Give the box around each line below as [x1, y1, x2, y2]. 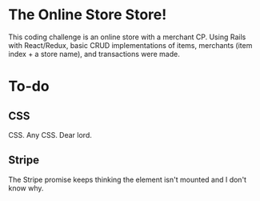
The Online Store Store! [8, 6, 167, 24]
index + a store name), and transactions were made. [8, 49, 180, 58]
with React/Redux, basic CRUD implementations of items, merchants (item [8, 40, 253, 50]
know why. [8, 183, 44, 193]
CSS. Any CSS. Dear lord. [8, 130, 92, 139]
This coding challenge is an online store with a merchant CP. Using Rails [8, 32, 246, 42]
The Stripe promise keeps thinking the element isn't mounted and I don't [8, 175, 246, 184]
